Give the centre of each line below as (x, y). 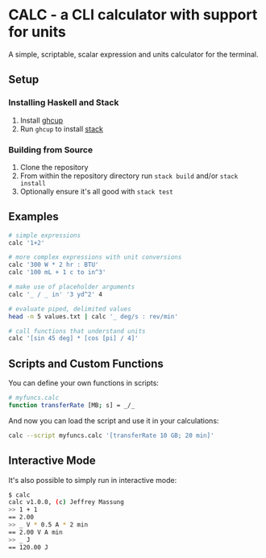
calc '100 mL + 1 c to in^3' (57, 273)
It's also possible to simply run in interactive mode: (93, 480)
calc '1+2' (27, 243)
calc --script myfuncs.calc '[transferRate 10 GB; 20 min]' (112, 435)
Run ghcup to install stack (61, 129)
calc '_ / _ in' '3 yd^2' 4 (56, 294)
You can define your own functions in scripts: (84, 383)
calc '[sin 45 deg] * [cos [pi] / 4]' (73, 339)
